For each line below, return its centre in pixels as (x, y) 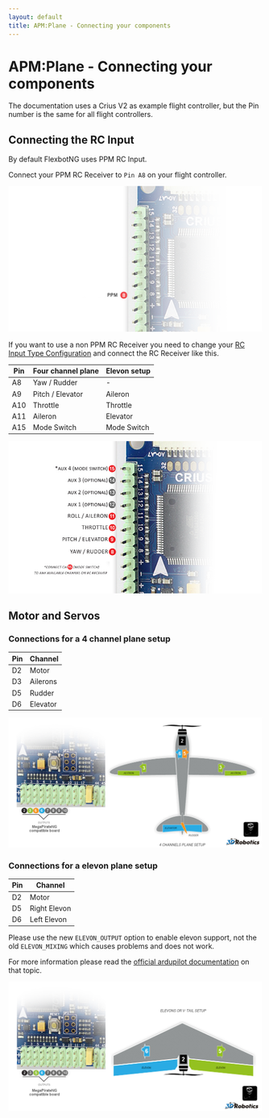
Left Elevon (48, 920)
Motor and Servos (54, 616)
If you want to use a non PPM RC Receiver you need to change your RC (127, 344)
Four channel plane (66, 371)
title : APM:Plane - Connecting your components (90, 25)
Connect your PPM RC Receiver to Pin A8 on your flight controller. (118, 175)
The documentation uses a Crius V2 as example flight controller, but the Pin (134, 106)
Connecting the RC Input (71, 140)
